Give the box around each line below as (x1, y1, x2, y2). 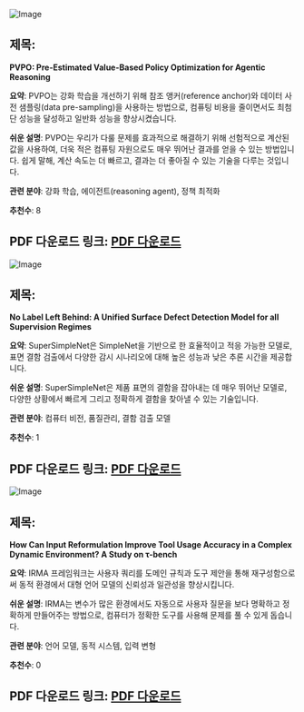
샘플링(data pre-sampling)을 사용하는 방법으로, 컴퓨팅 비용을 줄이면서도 (18, 101, 275, 113)
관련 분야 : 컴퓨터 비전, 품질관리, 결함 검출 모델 (9, 413, 171, 424)
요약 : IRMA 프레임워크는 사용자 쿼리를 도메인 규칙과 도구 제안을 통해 (9, 568, 250, 578)
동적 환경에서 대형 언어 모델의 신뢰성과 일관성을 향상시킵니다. (18, 579, 235, 590)
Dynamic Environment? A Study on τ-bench (9, 549, 178, 560)
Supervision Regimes (9, 321, 93, 332)
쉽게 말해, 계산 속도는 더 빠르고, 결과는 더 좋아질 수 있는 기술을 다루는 (21, 154, 265, 165)
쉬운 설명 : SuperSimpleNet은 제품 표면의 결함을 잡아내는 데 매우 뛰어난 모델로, (9, 382, 288, 393)
